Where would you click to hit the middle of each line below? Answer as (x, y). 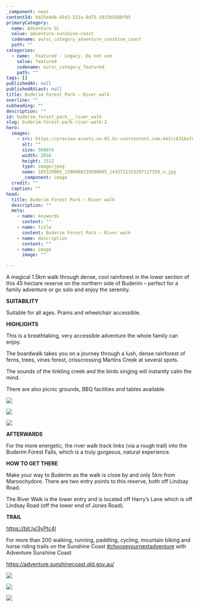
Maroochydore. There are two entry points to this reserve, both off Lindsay (97, 482)
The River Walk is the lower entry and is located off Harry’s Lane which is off (99, 499)
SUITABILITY (22, 301)
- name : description (42, 238)
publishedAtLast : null (34, 89)
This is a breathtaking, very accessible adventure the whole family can (92, 336)
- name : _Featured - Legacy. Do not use (62, 56)
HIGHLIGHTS (22, 324)
